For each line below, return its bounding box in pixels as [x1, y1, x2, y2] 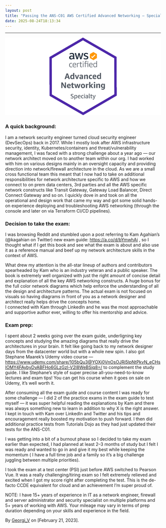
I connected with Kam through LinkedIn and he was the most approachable [5, 304, 158, 310]
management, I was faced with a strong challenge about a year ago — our [5, 150, 156, 156]
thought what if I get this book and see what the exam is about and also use [5, 242, 159, 248]
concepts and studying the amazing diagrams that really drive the [5, 338, 139, 344]
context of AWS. [5, 252, 39, 258]
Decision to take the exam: [5, 220, 70, 227]
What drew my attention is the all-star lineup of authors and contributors [5, 262, 152, 268]
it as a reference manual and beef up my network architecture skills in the [5, 247, 155, 253]
